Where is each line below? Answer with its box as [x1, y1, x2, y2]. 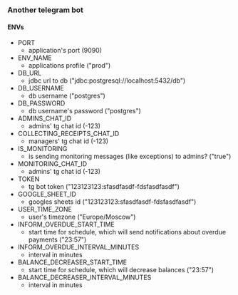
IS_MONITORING [17, 145, 68, 153]
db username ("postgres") [28, 91, 105, 100]
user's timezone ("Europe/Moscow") [28, 212, 136, 222]
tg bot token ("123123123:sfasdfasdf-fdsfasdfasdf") [28, 182, 180, 191]
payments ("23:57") [28, 235, 87, 244]
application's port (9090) [28, 46, 102, 55]
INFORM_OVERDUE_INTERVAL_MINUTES [17, 243, 140, 252]
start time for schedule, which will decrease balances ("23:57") [28, 266, 214, 274]
